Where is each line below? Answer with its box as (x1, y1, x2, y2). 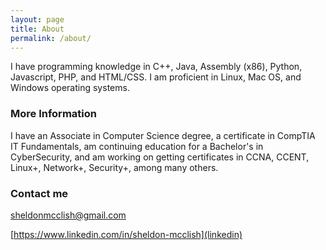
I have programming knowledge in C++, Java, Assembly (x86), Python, (10, 61, 303, 73)
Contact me (10, 186, 69, 200)
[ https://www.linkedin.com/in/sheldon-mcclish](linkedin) (10, 228, 243, 240)
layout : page (10, 14, 65, 25)
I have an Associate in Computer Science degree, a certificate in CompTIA (10, 129, 316, 141)
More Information (10, 107, 97, 121)
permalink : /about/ (10, 33, 92, 43)
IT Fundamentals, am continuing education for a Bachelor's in (10, 140, 264, 152)
